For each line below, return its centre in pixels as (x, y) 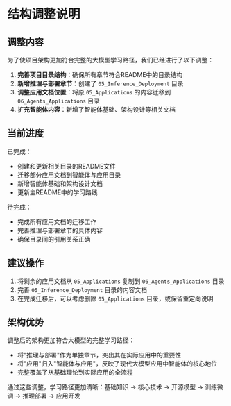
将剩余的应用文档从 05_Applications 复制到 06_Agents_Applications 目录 (121, 281)
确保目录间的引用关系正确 (54, 239)
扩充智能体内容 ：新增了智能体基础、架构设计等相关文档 (96, 109)
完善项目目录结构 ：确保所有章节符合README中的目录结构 (100, 75)
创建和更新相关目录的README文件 (67, 166)
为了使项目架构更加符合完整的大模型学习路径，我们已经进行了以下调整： (110, 60)
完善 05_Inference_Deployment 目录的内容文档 (82, 289)
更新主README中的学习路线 (58, 192)
